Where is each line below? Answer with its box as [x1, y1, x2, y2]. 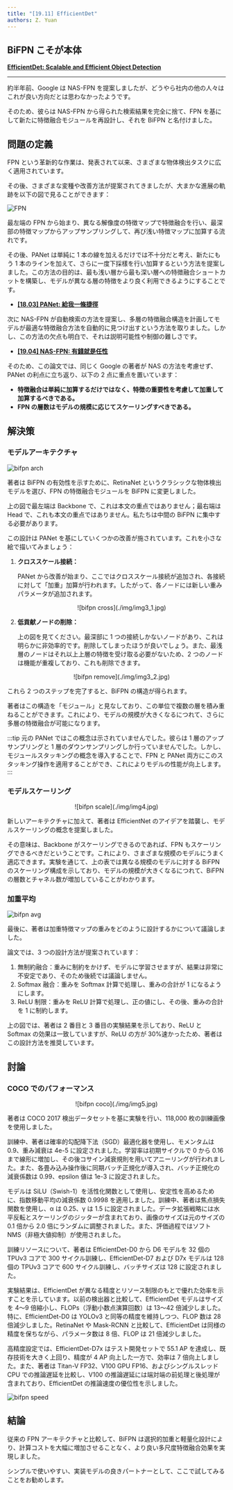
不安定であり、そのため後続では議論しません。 [17, 971, 151, 980]
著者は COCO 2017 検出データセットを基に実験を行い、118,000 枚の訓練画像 [7, 1114, 225, 1123]
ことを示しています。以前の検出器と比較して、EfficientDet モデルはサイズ [12, 1295, 223, 1304]
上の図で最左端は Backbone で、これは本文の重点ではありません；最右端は [7, 501, 221, 510]
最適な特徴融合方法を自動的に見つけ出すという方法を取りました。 [25, 324, 214, 332]
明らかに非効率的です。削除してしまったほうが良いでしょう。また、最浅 [17, 641, 223, 649]
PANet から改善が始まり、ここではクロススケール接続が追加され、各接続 [17, 572, 225, 581]
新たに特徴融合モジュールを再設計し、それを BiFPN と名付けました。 [19, 116, 216, 124]
